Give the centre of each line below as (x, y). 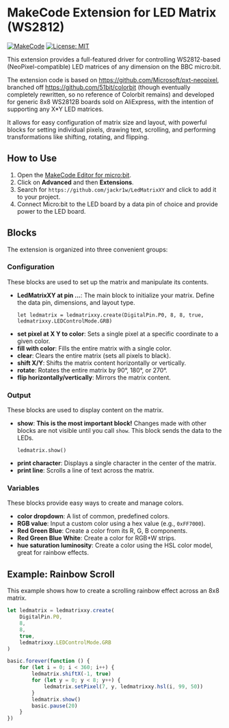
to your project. (39, 197)
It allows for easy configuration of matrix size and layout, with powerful (107, 122)
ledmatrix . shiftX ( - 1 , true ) (71, 674)
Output (19, 395)
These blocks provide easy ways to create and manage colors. (95, 503)
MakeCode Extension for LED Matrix (112, 13)
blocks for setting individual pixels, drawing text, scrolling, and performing (111, 129)
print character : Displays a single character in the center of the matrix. (117, 463)
